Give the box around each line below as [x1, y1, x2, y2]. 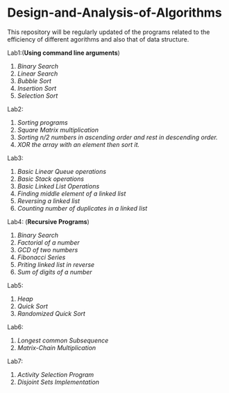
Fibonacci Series [17, 253, 66, 261]
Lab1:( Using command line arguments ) [7, 49, 120, 57]
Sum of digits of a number [17, 268, 92, 276]
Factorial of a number [17, 238, 80, 247]
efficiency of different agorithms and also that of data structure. [7, 35, 189, 43]
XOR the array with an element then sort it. [17, 140, 140, 148]
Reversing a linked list [17, 196, 80, 205]
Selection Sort [17, 91, 58, 100]
